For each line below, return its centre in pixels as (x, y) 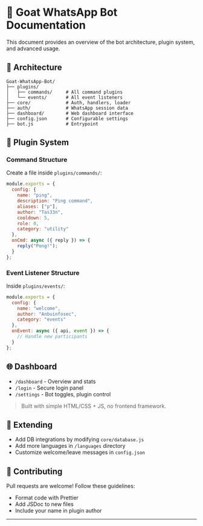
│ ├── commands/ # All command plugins (64, 92)
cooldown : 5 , (34, 218)
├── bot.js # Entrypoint (52, 124)
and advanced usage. (33, 48)
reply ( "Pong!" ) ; (38, 246)
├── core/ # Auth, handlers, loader (69, 102)
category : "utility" (43, 229)
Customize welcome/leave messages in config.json (80, 452)
